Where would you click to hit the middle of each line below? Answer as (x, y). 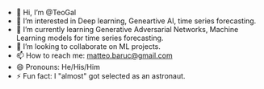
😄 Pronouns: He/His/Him (58, 67)
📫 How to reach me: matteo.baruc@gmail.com (94, 55)
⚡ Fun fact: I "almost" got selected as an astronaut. (101, 76)
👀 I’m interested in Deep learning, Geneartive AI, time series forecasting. (136, 21)
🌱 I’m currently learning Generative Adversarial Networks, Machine (127, 29)
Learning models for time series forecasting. (90, 38)
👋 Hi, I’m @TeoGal (46, 12)
